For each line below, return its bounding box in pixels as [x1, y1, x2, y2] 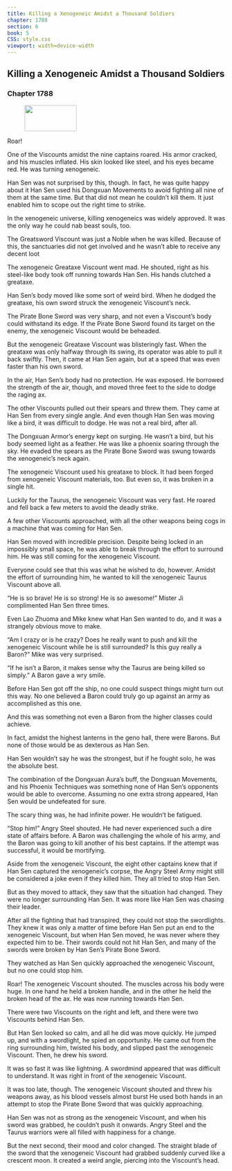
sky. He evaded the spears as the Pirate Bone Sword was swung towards [7, 447, 216, 455]
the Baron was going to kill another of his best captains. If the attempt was [7, 839, 220, 847]
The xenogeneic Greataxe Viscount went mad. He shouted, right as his [7, 263, 209, 271]
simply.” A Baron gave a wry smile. [7, 671, 106, 679]
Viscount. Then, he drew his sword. [7, 1050, 109, 1059]
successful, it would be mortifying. [7, 846, 106, 854]
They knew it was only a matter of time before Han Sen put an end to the [7, 923, 215, 932]
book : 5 [7, 29, 30, 37]
